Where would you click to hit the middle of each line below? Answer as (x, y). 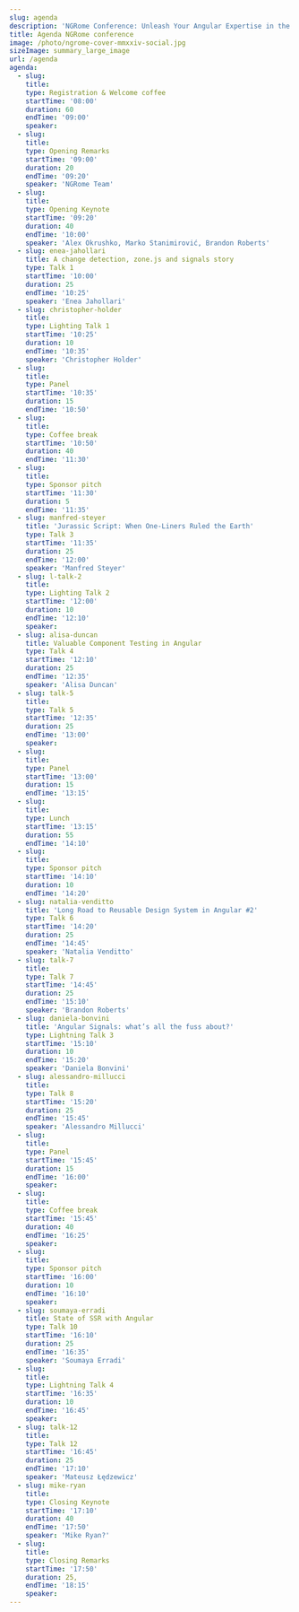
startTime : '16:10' (62, 1336)
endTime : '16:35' (58, 1352)
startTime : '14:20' (62, 927)
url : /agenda (34, 59)
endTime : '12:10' (58, 618)
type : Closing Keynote (68, 1502)
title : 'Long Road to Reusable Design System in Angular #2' (141, 910)
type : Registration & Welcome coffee (96, 92)
